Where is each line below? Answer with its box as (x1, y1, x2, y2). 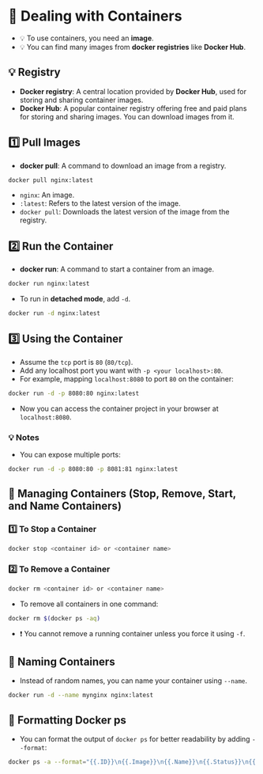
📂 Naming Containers (8, 654, 116, 668)
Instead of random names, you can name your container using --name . (19, 676, 247, 685)
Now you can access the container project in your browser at (19, 404, 219, 413)
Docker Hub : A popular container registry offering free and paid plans (19, 103, 247, 113)
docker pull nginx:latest (8, 176, 93, 184)
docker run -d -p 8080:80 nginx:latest (8, 389, 140, 397)
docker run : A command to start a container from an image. (19, 264, 215, 274)
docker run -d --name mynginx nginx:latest (8, 692, 154, 700)
